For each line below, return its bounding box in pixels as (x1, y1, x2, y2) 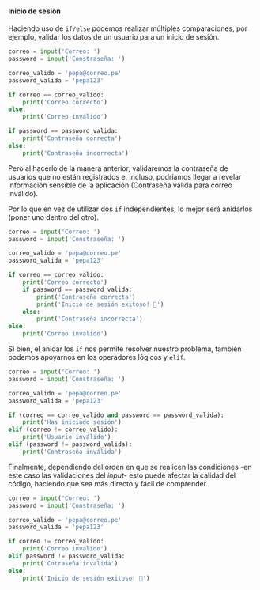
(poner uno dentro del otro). (8, 212, 100, 221)
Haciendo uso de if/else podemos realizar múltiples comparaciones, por (8, 24, 247, 33)
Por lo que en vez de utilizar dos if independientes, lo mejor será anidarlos (8, 204, 253, 214)
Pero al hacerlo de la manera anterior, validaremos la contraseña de (8, 163, 228, 173)
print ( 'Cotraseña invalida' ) (22, 559, 119, 567)
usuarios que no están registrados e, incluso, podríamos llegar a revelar (8, 172, 242, 181)
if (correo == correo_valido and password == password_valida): (8, 411, 224, 419)
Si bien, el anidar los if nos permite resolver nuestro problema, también (8, 344, 242, 354)
